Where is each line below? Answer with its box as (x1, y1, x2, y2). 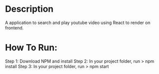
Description (5, 3, 54, 15)
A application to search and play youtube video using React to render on (5, 20, 150, 25)
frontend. (5, 25, 24, 30)
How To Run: (5, 42, 58, 53)
